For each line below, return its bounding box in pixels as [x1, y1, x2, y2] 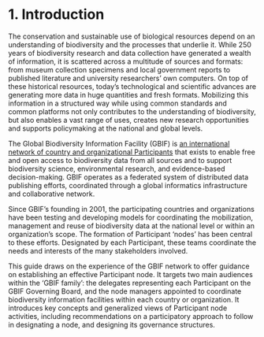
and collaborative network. [8, 189, 95, 198]
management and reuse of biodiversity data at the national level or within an [8, 220, 255, 230]
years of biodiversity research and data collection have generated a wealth [8, 48, 251, 57]
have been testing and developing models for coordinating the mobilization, [8, 213, 254, 222]
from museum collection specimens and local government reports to [8, 65, 231, 74]
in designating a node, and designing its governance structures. [8, 320, 215, 329]
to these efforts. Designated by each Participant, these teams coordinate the [8, 238, 257, 247]
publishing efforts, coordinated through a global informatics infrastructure [8, 180, 248, 190]
